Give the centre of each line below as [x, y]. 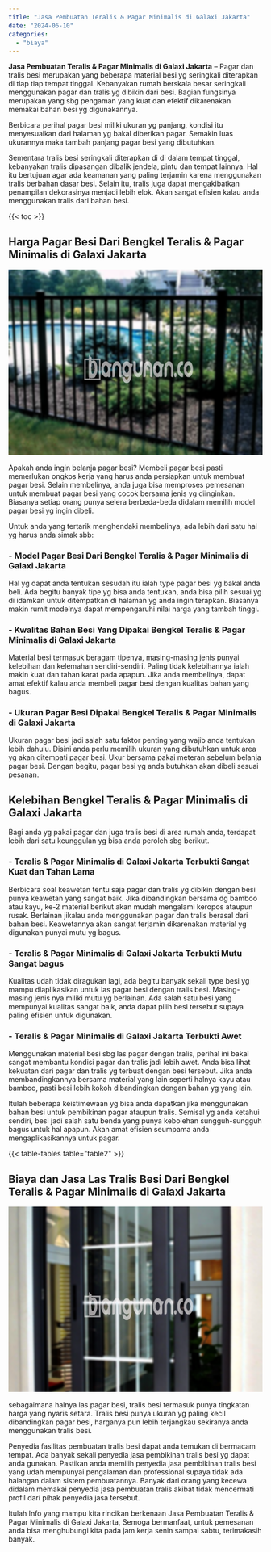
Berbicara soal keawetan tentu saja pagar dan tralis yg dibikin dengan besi [132, 889]
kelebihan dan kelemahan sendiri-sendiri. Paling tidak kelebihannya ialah [129, 666]
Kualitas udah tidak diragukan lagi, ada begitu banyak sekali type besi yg [129, 980]
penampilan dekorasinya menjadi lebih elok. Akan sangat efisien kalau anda [134, 192]
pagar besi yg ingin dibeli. [51, 510]
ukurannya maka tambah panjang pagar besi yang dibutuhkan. [112, 142]
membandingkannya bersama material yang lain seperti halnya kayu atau [130, 1080]
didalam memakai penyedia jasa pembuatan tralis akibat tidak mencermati [131, 1489]
